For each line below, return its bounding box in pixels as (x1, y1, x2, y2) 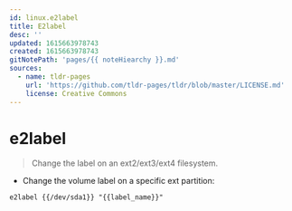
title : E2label (9, 22, 67, 31)
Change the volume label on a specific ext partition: (22, 176, 215, 187)
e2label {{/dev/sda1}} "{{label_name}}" (9, 193, 165, 202)
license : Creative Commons (25, 89, 127, 98)
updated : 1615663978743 (9, 38, 99, 48)
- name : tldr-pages (17, 72, 91, 82)
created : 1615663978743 (9, 47, 99, 56)
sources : (9, 64, 42, 73)
